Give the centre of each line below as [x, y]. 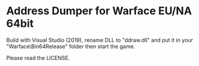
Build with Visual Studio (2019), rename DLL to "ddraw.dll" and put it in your [100, 40]
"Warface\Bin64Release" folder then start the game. [71, 46]
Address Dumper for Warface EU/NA [99, 11]
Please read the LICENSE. [38, 58]
